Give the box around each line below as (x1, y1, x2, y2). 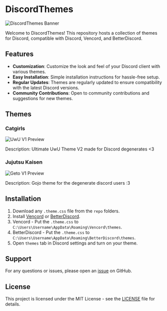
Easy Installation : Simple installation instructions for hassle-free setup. (12, 74, 160, 80)
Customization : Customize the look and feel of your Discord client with (12, 63, 160, 69)
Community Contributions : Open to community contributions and (12, 90, 150, 96)
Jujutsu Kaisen (5, 159, 43, 166)
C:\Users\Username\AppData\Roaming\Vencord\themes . (12, 224, 122, 230)
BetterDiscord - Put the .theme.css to (12, 229, 90, 235)
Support (5, 254, 32, 263)
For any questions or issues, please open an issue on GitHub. (5, 268, 132, 274)
